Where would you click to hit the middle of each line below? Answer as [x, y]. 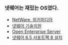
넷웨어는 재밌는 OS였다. [31, 7]
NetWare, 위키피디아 [32, 20]
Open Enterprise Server [36, 31]
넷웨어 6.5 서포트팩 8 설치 [37, 37]
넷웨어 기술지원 [27, 26]
